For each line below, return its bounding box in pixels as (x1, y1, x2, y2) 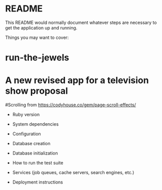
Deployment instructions (12, 179, 63, 185)
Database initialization (12, 150, 58, 156)
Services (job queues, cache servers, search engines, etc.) (12, 170, 134, 176)
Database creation (12, 141, 51, 147)
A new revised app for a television (5, 75, 149, 86)
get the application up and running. (5, 24, 77, 30)
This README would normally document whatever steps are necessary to (5, 19, 157, 25)
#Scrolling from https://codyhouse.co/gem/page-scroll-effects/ (5, 102, 136, 108)
